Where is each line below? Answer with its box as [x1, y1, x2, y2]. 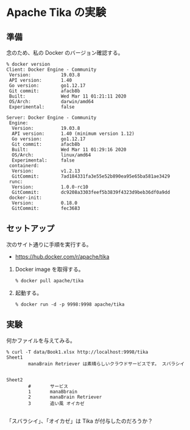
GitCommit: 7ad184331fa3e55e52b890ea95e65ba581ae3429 [12, 173, 171, 179]
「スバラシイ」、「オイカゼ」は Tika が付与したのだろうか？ [6, 417, 153, 425]
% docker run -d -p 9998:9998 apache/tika [15, 301, 125, 307]
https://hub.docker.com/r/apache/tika [15, 253, 110, 260]
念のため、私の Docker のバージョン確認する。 [6, 49, 124, 56]
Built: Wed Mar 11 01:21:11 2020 [9, 93, 127, 99]
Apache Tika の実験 [6, 5, 107, 20]
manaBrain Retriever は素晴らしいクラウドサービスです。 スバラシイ [28, 360, 185, 367]
